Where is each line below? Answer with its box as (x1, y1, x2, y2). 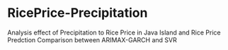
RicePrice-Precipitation (7, 5, 148, 21)
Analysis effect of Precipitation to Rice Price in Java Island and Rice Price (7, 28, 221, 37)
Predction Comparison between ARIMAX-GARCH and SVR (7, 35, 177, 44)
